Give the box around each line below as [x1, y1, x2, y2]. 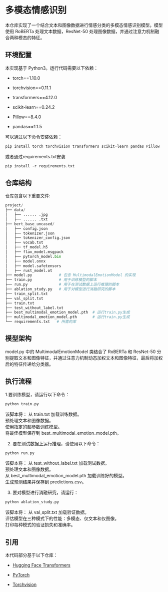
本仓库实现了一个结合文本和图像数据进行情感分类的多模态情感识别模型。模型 [5, 22, 163, 28]
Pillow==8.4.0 [12, 114, 41, 120]
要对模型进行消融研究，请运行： [12, 489, 78, 496]
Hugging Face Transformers [12, 562, 71, 568]
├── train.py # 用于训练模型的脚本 [5, 277, 97, 282]
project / [5, 203, 23, 208]
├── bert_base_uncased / [5, 221, 55, 226]
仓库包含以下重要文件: [5, 193, 51, 199]
